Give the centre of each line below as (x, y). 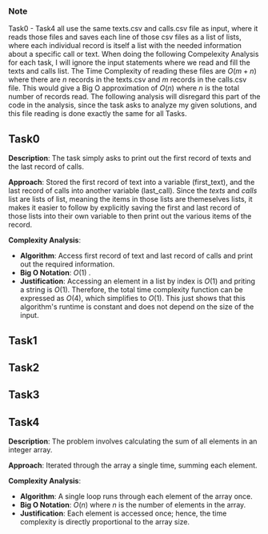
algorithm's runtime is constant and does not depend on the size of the (137, 307)
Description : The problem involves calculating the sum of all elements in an (133, 441)
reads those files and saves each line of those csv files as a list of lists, (125, 37)
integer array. (30, 450)
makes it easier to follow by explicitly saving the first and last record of (124, 208)
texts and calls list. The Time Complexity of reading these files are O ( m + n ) (133, 71)
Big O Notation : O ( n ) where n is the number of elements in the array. (133, 505)
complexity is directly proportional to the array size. (105, 522)
